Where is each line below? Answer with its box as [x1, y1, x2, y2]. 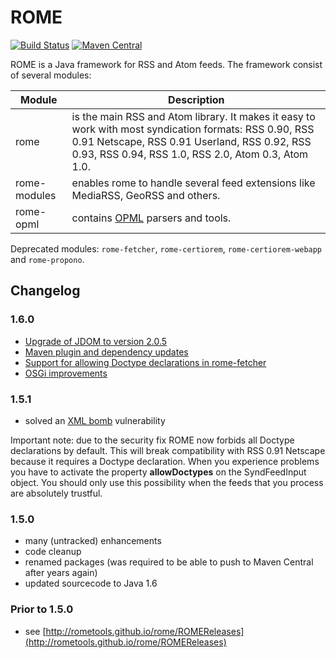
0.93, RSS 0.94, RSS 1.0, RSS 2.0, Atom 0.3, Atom [71, 147, 309, 161]
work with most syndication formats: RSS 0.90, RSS [71, 122, 315, 136]
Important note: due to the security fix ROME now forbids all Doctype [10, 434, 295, 446]
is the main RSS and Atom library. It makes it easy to [71, 109, 316, 123]
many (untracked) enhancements [24, 535, 162, 547]
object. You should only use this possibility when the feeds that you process [10, 476, 324, 488]
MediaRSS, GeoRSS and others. [71, 188, 221, 202]
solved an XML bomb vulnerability [24, 414, 166, 426]
